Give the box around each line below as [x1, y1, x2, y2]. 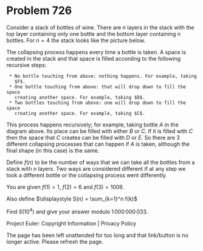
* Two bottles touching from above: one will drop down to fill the [9, 100, 187, 106]
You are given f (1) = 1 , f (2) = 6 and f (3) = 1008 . [6, 183, 125, 190]
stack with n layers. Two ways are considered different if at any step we [6, 165, 186, 172]
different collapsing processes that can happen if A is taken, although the [6, 140, 190, 148]
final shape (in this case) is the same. [6, 146, 100, 154]
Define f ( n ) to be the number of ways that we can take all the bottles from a [6, 159, 195, 166]
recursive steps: [6, 61, 47, 69]
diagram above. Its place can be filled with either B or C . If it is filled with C [6, 127, 193, 134]
